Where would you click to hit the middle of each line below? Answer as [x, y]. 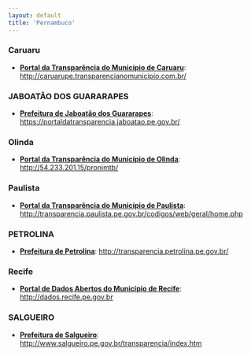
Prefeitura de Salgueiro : [59, 335]
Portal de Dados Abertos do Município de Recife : [101, 289]
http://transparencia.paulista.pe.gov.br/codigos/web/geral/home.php [131, 213]
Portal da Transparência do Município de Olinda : [100, 159]
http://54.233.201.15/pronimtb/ [69, 168]
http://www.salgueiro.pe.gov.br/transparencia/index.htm [111, 343]
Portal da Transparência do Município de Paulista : [103, 205]
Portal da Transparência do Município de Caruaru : [103, 67]
